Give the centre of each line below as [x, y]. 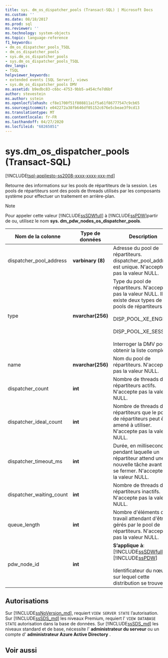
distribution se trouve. [139, 583]
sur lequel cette [131, 577]
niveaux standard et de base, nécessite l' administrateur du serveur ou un [82, 629]
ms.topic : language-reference [37, 38]
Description [143, 236]
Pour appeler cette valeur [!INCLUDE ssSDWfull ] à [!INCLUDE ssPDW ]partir [82, 216]
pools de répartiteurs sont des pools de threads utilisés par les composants [83, 191]
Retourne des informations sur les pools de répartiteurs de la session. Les [81, 186]
